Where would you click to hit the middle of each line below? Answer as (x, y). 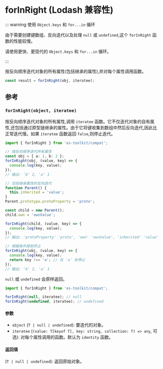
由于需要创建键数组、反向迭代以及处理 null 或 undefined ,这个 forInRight (78, 35)
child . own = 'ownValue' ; (30, 215)
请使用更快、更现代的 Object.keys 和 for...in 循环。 (58, 51)
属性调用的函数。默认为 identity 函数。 (73, 337)
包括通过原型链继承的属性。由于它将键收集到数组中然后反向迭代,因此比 (86, 127)
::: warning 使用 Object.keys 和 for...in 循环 (50, 24)
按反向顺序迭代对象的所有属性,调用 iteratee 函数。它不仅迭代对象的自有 (78, 121)
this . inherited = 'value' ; (37, 192)
